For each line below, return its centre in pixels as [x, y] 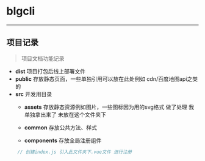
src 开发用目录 [34, 94]
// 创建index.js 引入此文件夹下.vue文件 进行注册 [75, 152]
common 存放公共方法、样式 [61, 127]
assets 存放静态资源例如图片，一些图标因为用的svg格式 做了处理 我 [109, 107]
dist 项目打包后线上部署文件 [50, 71]
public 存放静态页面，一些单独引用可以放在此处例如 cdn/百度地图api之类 [106, 79]
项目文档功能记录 [43, 58]
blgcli [21, 11]
